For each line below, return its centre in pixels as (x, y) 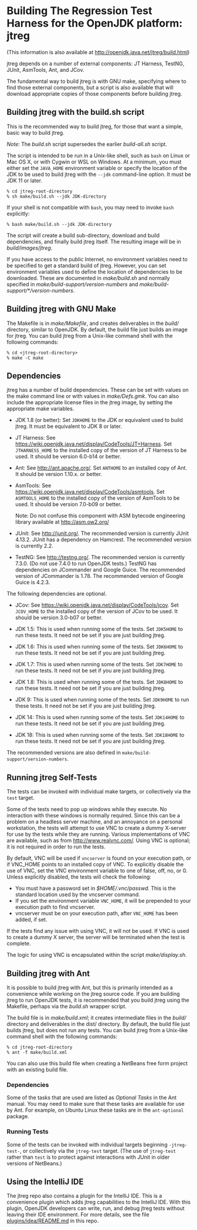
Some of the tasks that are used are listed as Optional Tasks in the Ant (92, 1098)
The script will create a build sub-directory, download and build (83, 235)
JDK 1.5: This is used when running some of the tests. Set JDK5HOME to (99, 629)
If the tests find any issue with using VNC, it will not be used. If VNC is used (98, 931)
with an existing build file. (38, 1070)
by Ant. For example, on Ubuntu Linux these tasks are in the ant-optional (95, 1110)
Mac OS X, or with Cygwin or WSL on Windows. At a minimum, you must (94, 162)
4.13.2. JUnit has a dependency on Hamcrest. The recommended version (103, 540)
